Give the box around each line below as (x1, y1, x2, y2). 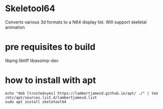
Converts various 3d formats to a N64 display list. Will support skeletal (5, 19, 147, 25)
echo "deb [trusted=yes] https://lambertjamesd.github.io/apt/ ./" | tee (5, 91, 159, 96)
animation (5, 24, 25, 30)
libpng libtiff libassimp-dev (5, 57, 59, 64)
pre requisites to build (5, 42, 96, 53)
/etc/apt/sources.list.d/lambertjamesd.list (5, 95, 97, 100)
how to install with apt (5, 75, 96, 86)
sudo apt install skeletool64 (5, 99, 67, 104)
